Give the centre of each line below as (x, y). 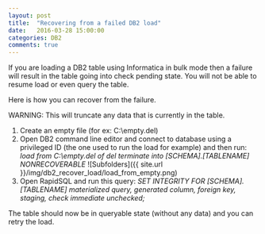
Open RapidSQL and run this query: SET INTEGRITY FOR (112, 181)
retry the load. (31, 222)
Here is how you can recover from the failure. (82, 100)
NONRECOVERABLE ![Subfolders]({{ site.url (91, 164)
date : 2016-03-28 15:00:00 (56, 30)
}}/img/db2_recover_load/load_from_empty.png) (98, 173)
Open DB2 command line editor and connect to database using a (125, 139)
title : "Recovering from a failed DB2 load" (84, 23)
